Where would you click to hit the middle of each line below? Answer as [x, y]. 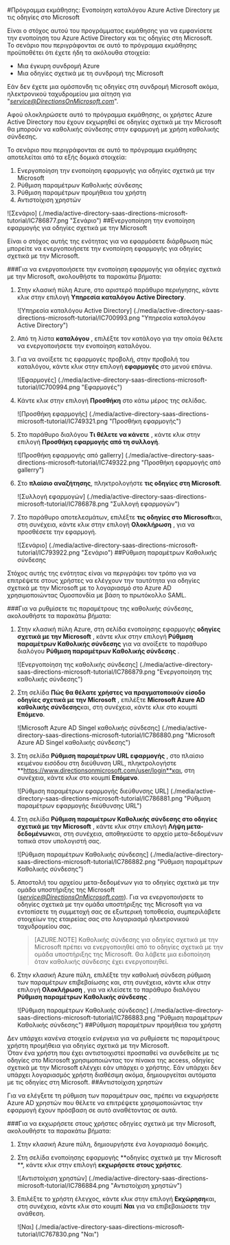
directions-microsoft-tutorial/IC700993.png [79, 318]
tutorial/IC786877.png [38, 220]
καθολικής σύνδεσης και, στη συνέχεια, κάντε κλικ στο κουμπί [107, 707]
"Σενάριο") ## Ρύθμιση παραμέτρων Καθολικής [149, 553]
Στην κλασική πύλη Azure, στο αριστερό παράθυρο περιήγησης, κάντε [118, 290]
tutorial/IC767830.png [48, 1234]
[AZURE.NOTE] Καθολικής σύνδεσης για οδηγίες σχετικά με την [126, 939]
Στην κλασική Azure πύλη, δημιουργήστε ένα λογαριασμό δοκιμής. [113, 1144]
